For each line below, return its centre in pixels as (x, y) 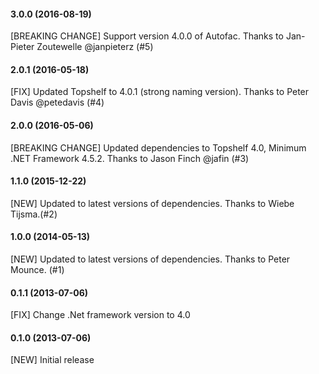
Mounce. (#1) (37, 270)
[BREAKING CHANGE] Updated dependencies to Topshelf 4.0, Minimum (158, 147)
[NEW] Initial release (52, 360)
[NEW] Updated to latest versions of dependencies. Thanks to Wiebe (152, 203)
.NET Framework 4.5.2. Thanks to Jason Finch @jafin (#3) (130, 158)
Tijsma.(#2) (34, 214)
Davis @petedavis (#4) (57, 102)
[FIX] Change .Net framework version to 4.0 (100, 315)
